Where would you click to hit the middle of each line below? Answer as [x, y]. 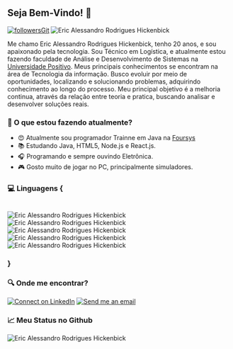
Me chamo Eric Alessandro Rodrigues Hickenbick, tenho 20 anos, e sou [112, 44]
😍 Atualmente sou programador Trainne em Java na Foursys [107, 138]
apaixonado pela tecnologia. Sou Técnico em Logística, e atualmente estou [117, 51]
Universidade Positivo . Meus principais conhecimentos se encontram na [113, 66]
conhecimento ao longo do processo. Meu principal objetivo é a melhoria [114, 88]
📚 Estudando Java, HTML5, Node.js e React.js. [86, 146]
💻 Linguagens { [35, 188]
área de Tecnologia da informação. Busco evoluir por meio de [97, 74]
